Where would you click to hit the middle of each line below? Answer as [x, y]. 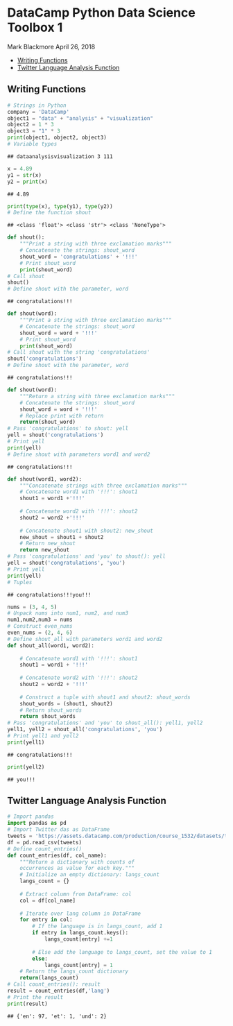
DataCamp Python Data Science [101, 13]
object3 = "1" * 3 [34, 131]
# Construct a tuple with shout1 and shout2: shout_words [105, 697]
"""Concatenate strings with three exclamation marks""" [104, 486]
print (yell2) [26, 767]
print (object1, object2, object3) [57, 138]
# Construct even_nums [40, 626]
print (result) [28, 1004]
